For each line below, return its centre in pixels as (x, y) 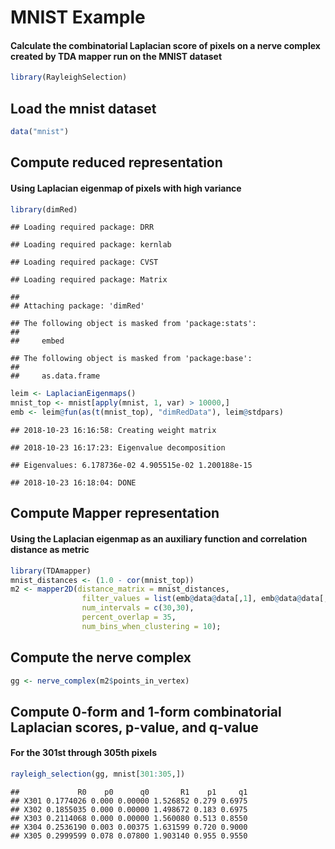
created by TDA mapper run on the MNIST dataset (116, 56)
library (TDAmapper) (51, 571)
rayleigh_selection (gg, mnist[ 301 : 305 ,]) (98, 774)
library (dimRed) (44, 209)
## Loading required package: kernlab (91, 245)
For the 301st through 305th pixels (83, 753)
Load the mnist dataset (83, 108)
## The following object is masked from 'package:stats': (133, 324)
